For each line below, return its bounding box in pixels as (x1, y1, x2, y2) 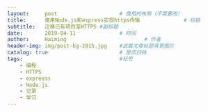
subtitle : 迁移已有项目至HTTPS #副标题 (7, 23, 118, 30)
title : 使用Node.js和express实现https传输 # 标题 (7, 17, 200, 24)
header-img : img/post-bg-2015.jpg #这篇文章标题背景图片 (7, 42, 175, 49)
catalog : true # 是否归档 (7, 49, 147, 56)
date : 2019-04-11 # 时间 (7, 29, 136, 37)
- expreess (19, 74, 51, 82)
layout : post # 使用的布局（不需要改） (7, 10, 183, 17)
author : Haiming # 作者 (7, 36, 161, 43)
